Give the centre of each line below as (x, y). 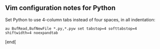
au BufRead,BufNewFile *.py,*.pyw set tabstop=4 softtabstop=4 (71, 29)
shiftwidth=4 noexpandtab (31, 33)
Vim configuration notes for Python (60, 8)
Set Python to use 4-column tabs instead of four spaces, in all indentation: (80, 19)
